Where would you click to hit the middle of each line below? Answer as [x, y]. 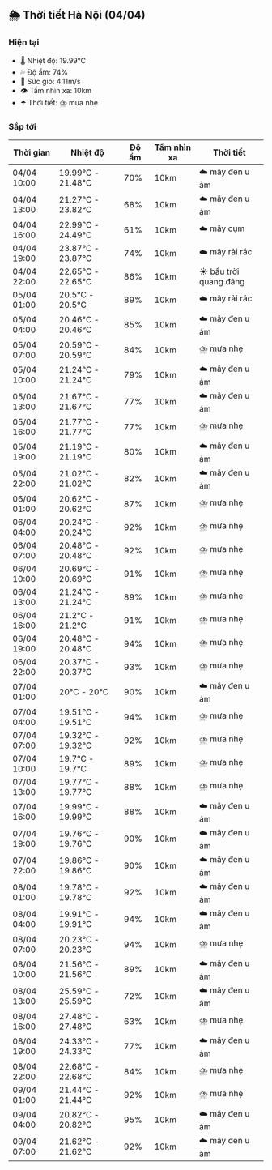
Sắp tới [22, 126]
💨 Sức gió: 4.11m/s [50, 81]
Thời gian [32, 152]
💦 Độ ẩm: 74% [44, 72]
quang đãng [222, 281]
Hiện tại [24, 42]
